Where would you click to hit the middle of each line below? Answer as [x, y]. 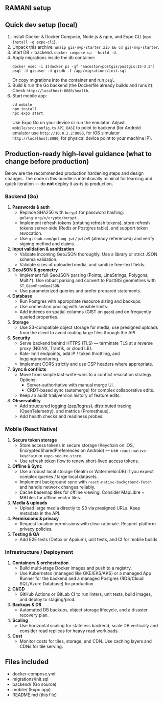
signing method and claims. [47, 244]
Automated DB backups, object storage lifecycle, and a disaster [83, 609]
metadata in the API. [40, 513]
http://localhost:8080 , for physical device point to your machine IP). [82, 138]
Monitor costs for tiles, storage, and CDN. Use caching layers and [86, 641]
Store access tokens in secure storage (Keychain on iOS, [77, 445]
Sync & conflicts [29, 369]
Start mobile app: [30, 96]
